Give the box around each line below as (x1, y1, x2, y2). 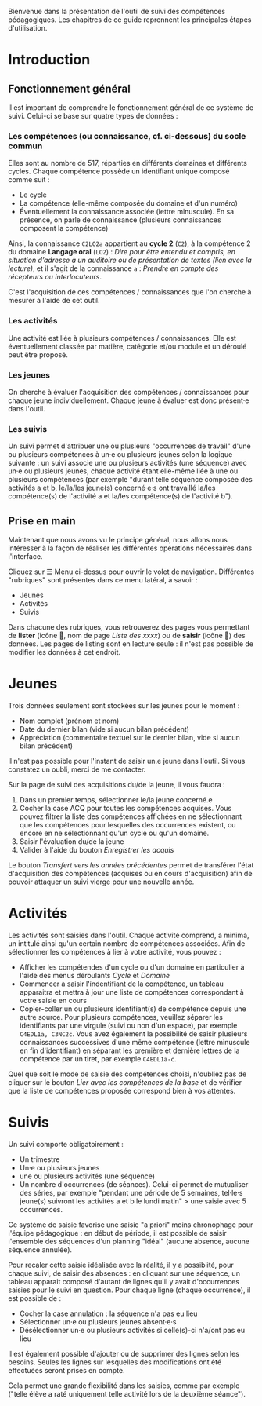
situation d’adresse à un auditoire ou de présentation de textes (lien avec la (8, 255, 252, 265)
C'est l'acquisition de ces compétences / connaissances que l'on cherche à (8, 287, 252, 297)
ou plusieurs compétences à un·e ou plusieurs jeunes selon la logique (8, 450, 233, 459)
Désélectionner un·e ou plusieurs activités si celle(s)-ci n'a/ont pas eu (19, 1325, 245, 1335)
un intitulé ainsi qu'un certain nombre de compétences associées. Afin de (8, 938, 246, 948)
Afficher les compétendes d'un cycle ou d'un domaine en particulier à (19, 962, 245, 972)
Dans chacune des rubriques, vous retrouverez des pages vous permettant (8, 623, 250, 631)
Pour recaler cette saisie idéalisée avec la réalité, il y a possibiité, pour (8, 1260, 235, 1269)
